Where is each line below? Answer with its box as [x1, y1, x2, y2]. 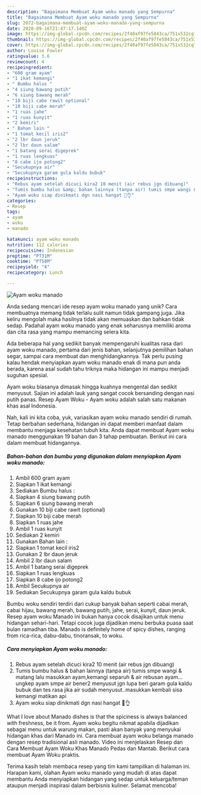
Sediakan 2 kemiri [15, 531, 60, 539]
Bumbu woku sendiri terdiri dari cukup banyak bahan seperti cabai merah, [7, 600, 189, 607]
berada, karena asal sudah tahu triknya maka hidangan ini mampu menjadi [7, 365, 190, 372]
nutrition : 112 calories [7, 241, 69, 248]
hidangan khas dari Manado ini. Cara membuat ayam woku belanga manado [7, 732, 193, 739]
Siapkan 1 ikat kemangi [15, 481, 72, 488]
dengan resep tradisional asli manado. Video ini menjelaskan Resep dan [7, 738, 183, 745]
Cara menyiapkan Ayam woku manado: [7, 646, 108, 653]
